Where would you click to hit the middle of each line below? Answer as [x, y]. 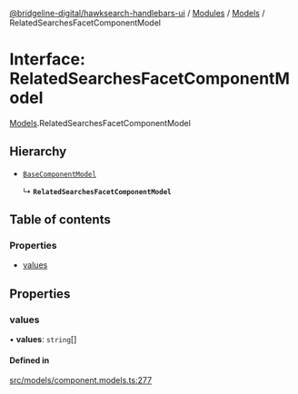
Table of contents [60, 220]
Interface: [48, 59]
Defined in [30, 360]
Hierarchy [38, 152]
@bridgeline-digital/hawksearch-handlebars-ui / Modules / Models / [137, 13]
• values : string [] [43, 340]
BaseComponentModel [60, 174]
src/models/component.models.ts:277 [81, 380]
